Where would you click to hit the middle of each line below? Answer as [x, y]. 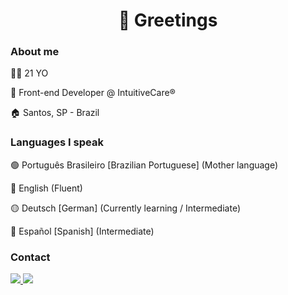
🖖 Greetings [168, 20]
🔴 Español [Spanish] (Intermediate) [82, 231]
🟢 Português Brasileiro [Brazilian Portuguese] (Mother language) [144, 165]
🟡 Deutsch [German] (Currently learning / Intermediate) [125, 208]
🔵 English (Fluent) [46, 188]
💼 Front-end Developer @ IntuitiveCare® [93, 93]
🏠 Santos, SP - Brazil [55, 113]
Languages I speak [57, 142]
